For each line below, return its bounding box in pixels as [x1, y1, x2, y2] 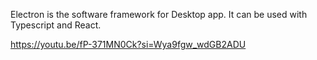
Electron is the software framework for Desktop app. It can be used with [10, 9, 308, 20]
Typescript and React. [10, 19, 102, 31]
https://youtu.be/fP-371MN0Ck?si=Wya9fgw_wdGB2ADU [10, 39, 247, 50]
